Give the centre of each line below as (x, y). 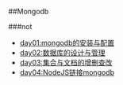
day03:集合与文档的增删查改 (66, 63)
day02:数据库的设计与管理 (62, 53)
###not (20, 26)
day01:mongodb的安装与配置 (67, 43)
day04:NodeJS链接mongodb (67, 72)
